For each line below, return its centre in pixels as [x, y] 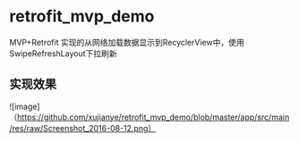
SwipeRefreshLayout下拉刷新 [64, 53]
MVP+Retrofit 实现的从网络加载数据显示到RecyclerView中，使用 [127, 42]
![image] [25, 106]
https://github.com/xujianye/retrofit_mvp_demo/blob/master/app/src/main [154, 117]
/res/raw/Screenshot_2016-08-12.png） [83, 128]
